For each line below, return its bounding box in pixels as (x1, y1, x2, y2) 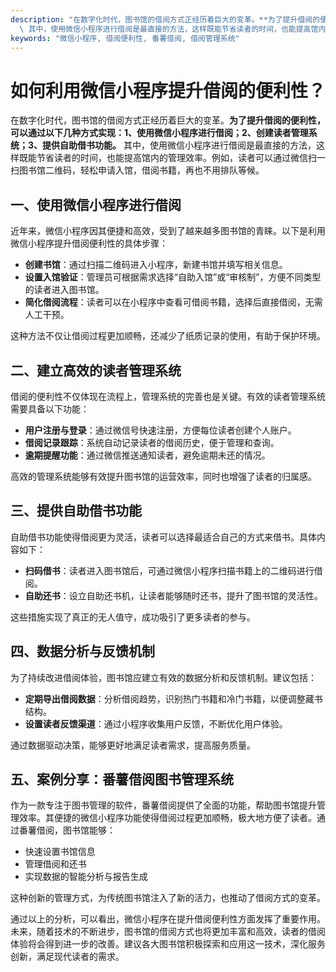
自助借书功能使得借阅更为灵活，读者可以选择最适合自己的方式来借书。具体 (10, 531, 317, 543)
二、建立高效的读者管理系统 (10, 362, 182, 379)
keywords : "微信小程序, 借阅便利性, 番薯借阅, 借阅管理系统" (10, 33, 240, 43)
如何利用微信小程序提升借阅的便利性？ (10, 79, 327, 102)
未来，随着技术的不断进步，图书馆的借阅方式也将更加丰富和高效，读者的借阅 (10, 926, 326, 938)
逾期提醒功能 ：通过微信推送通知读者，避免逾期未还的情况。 (24, 449, 271, 461)
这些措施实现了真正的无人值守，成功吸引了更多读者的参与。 (10, 611, 256, 623)
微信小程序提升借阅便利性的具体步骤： (10, 237, 168, 250)
